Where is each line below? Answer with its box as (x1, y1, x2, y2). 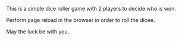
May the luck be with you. (6, 28, 70, 35)
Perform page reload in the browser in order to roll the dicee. (6, 17, 155, 23)
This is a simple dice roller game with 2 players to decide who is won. (6, 5, 177, 12)
